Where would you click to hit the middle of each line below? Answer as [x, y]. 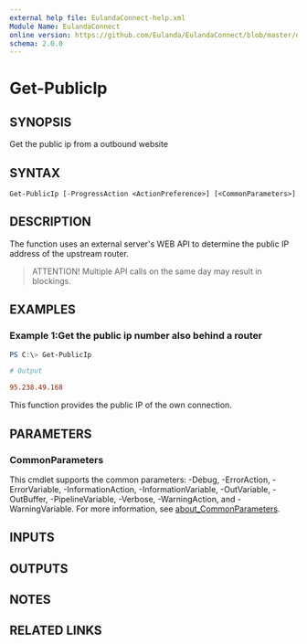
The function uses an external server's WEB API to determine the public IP [149, 244]
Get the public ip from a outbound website [89, 144]
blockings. [51, 280]
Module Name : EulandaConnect [65, 26]
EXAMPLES [42, 310]
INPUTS [32, 538]
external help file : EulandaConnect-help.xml [97, 18]
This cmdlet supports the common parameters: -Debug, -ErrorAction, [140, 480]
